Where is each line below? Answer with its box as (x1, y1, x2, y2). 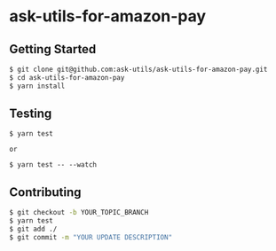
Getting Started (9, 42, 97, 57)
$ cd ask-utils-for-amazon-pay (9, 73, 125, 82)
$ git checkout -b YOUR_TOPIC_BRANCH (9, 208, 149, 217)
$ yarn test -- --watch (9, 161, 98, 169)
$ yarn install (9, 82, 66, 90)
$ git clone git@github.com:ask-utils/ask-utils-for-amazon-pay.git (9, 65, 268, 74)
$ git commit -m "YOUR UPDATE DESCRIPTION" (9, 232, 173, 241)
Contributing (9, 184, 82, 200)
